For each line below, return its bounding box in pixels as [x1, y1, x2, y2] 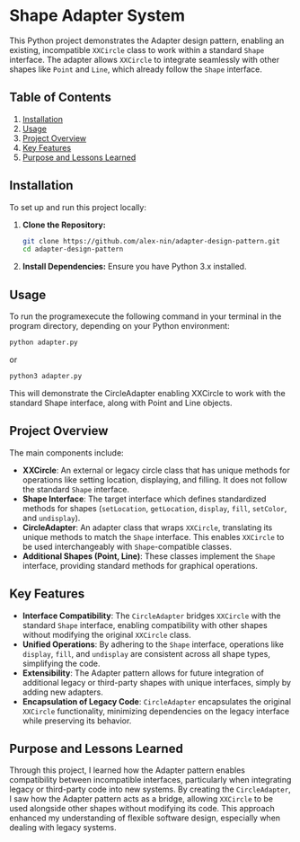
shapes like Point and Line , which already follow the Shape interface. [9, 64, 263, 75]
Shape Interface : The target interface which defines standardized [22, 493, 267, 504]
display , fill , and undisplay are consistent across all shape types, [22, 648, 271, 659]
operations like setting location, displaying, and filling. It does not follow [22, 474, 287, 485]
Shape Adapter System [9, 5, 186, 26]
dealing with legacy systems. [9, 822, 117, 833]
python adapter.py [9, 338, 78, 347]
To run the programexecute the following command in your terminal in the [9, 311, 282, 322]
